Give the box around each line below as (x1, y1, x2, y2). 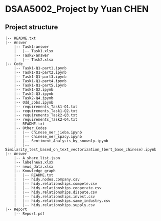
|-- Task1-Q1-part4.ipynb (14, 79, 67, 84)
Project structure (5, 23, 58, 31)
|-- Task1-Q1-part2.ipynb (14, 70, 67, 75)
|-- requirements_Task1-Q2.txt (14, 109, 78, 113)
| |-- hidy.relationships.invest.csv (14, 194, 95, 199)
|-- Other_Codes (14, 126, 47, 131)
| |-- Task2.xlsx (14, 57, 54, 62)
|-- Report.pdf (14, 211, 45, 216)
